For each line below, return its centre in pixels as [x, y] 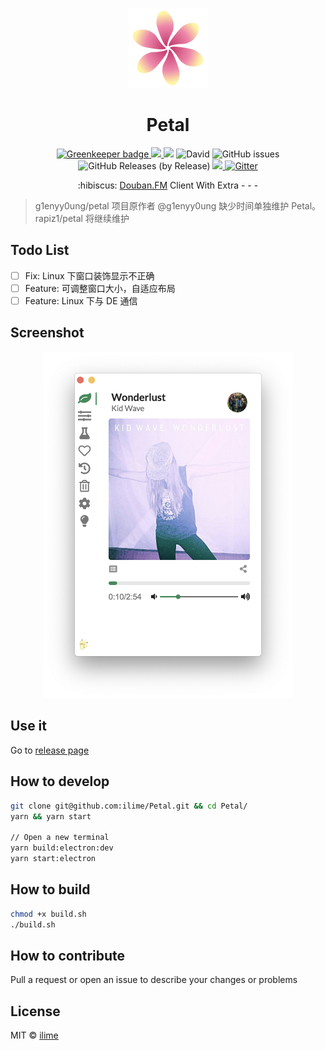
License [35, 1011]
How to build [50, 889]
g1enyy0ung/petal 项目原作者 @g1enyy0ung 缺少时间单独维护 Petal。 [178, 205]
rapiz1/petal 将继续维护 [82, 218]
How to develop [60, 781]
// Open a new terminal [60, 838]
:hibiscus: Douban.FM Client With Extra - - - [168, 185]
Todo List [40, 250]
